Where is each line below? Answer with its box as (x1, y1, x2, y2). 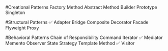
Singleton (5, 9, 25, 15)
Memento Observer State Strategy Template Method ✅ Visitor (5, 40, 135, 46)
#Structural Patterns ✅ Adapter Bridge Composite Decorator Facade (5, 19, 149, 25)
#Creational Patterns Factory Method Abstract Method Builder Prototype (5, 4, 157, 10)
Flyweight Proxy (5, 25, 39, 30)
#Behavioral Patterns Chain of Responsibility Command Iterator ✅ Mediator (5, 34, 163, 40)
